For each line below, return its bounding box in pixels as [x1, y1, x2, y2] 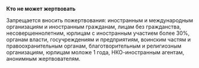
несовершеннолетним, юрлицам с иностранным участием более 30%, [6, 29, 190, 37]
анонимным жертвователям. [6, 55, 81, 62]
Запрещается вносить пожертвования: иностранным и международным [6, 17, 194, 23]
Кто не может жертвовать [6, 5, 76, 12]
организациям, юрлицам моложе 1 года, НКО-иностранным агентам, [6, 49, 185, 56]
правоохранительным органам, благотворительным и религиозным [6, 42, 182, 49]
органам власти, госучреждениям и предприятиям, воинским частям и [6, 36, 191, 43]
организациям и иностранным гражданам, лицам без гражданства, [6, 23, 182, 30]
